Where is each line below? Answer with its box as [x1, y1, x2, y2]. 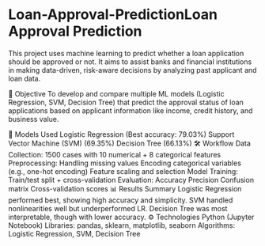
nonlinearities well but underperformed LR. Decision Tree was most [8, 203, 228, 213]
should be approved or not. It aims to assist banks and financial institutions [8, 57, 252, 66]
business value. [8, 114, 59, 123]
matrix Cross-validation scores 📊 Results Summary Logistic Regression [8, 184, 242, 193]
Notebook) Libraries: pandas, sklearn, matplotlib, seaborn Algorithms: [8, 220, 236, 230]
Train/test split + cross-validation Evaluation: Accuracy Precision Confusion [8, 175, 255, 184]
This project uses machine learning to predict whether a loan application [8, 48, 244, 58]
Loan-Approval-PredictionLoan [8, 6, 218, 24]
